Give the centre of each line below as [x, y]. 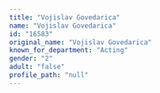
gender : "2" [31, 58]
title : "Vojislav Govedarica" [65, 17]
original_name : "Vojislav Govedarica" [80, 42]
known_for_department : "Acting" [69, 50]
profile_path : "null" [49, 75]
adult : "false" [37, 67]
